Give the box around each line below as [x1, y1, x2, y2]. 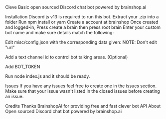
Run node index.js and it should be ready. [5, 73, 90, 79]
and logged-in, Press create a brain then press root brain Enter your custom [5, 24, 161, 30]
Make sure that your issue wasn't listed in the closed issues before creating [5, 88, 161, 94]
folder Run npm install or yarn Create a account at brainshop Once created [5, 19, 159, 25]
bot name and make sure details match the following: [5, 30, 114, 35]
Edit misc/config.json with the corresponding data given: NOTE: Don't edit [5, 39, 157, 45]
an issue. [5, 94, 24, 99]
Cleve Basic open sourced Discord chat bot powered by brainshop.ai [5, 4, 147, 10]
